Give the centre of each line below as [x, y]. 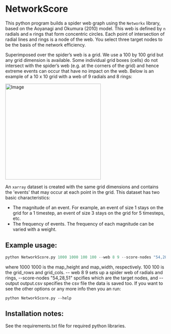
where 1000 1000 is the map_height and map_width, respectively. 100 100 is [85, 267]
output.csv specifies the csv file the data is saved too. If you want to [92, 283]
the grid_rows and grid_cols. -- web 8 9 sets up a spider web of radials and [84, 272]
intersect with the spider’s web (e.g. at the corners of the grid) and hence [82, 65]
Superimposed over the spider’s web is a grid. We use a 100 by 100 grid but [84, 55]
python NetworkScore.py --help [38, 298]
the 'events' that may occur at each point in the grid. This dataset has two [82, 192]
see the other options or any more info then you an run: [63, 288]
